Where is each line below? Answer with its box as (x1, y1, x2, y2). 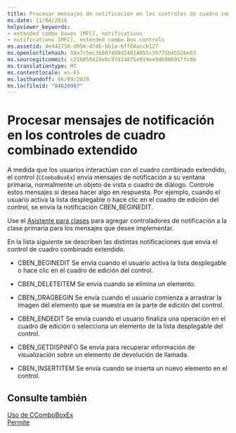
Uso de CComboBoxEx (7, 411, 74, 419)
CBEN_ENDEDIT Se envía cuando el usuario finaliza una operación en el (17, 314, 226, 323)
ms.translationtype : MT (7, 63, 77, 70)
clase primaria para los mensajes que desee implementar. (7, 224, 174, 233)
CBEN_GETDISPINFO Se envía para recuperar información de (17, 343, 195, 351)
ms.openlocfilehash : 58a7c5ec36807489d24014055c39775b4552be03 (7, 50, 197, 57)
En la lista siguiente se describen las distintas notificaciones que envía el (7, 238, 218, 246)
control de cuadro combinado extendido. (7, 245, 126, 254)
